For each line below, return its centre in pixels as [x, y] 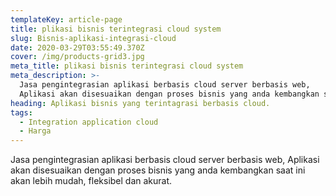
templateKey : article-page [66, 19]
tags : [21, 112]
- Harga [35, 131]
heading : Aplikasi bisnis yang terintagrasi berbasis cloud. [140, 103]
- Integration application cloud [89, 122]
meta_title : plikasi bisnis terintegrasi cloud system [127, 66]
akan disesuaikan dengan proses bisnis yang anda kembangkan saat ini [158, 170]
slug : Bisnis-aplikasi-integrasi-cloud [93, 38]
